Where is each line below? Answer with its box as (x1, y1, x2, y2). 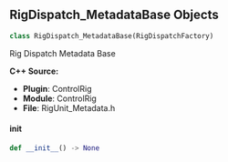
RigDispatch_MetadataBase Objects (9, 7, 219, 23)
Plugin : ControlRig (22, 83, 92, 94)
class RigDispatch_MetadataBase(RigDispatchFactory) (9, 31, 214, 40)
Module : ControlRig (22, 93, 98, 104)
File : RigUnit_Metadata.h (22, 102, 116, 113)
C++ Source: (9, 66, 59, 76)
